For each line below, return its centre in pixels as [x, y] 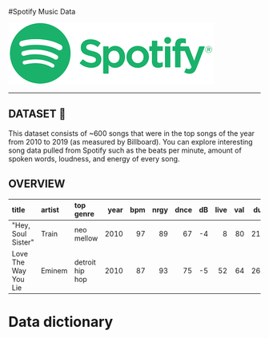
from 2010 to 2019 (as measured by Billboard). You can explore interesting [131, 141]
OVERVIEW [37, 184]
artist [50, 209]
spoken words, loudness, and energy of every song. [94, 158]
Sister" [23, 242]
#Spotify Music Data [42, 12]
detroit [85, 262]
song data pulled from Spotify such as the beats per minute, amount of [125, 150]
